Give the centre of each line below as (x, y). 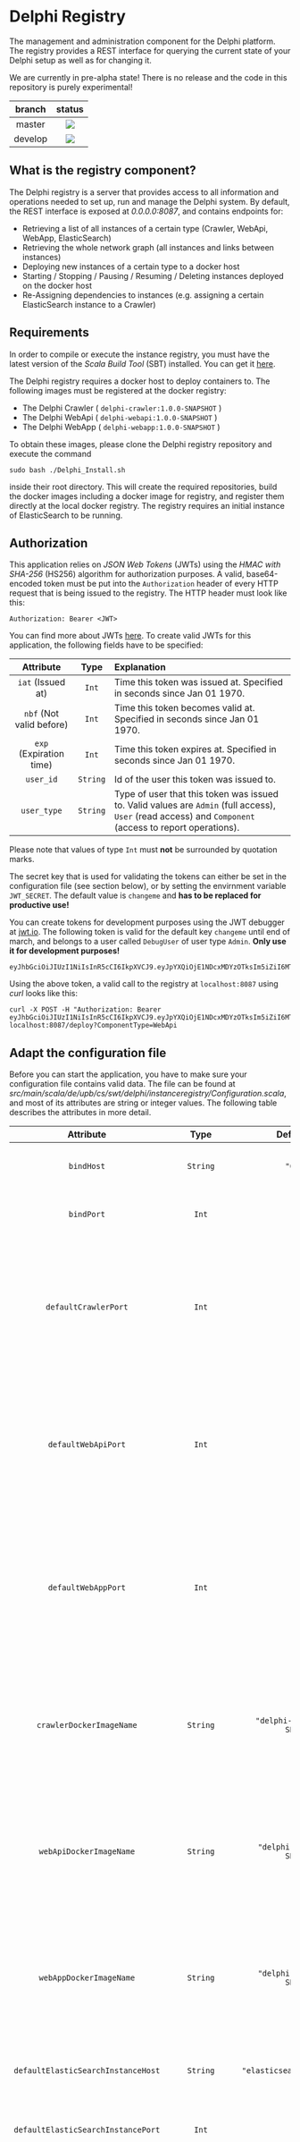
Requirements (49, 333)
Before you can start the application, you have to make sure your (128, 1074)
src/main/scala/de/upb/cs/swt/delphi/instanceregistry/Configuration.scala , (148, 1094)
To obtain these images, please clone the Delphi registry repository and (141, 444)
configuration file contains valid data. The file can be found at (122, 1084)
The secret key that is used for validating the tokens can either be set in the (148, 876)
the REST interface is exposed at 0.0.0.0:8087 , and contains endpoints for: (146, 211)
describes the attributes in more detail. (80, 1113)
